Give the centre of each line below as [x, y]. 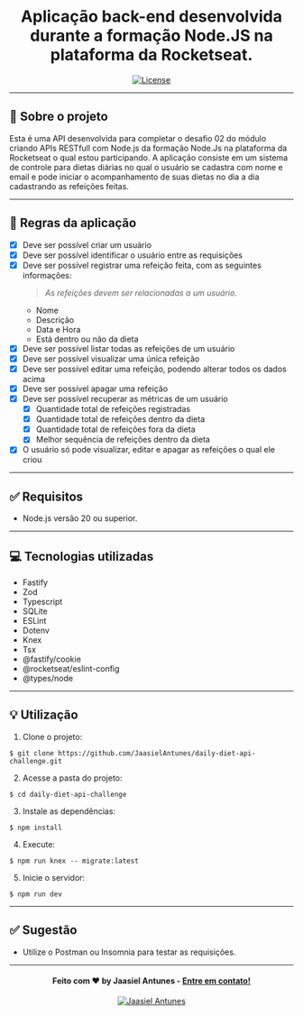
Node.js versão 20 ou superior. [80, 518]
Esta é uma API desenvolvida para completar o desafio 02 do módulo [138, 138]
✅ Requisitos [46, 496]
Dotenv [36, 630]
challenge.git [36, 761]
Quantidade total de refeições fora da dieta [115, 429]
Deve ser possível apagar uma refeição [95, 389]
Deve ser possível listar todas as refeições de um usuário [129, 348]
